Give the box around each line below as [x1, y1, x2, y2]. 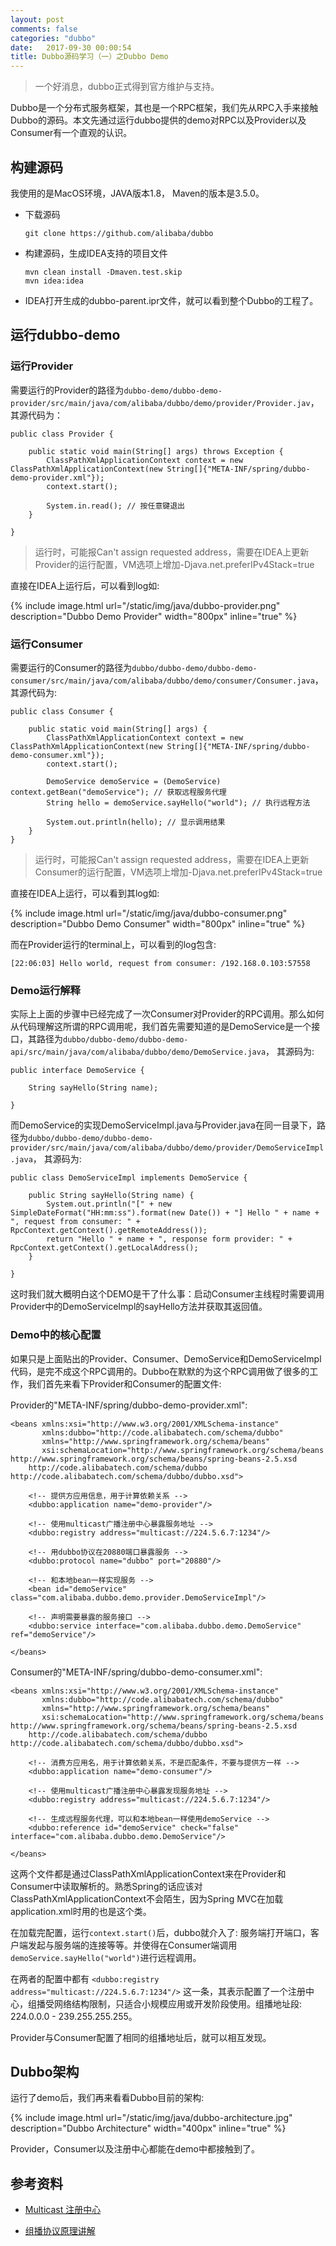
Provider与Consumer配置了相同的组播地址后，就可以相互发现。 [10, 2031, 272, 2043]
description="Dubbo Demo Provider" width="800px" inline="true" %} [10, 610, 298, 622]
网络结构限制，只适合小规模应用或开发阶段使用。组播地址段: [53, 1997, 303, 2010]
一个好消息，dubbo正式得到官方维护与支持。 [34, 81, 220, 93]
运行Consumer [10, 637, 83, 651]
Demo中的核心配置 [10, 1328, 102, 1342]
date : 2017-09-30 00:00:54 [10, 42, 132, 53]
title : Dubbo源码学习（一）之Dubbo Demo [10, 52, 169, 62]
